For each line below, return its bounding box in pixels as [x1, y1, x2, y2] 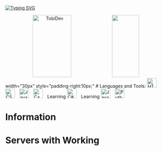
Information [5, 111, 56, 123]
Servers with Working [5, 135, 99, 146]
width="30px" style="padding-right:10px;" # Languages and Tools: [5, 83, 146, 89]
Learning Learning [47, 93, 100, 99]
